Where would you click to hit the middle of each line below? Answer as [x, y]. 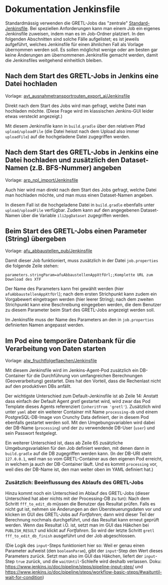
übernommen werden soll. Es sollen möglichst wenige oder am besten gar [81, 50]
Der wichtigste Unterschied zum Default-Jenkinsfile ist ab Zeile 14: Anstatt [82, 396]
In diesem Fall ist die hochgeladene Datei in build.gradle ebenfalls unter [80, 205]
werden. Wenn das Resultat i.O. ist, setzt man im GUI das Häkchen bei [77, 525]
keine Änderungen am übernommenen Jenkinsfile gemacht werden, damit [82, 55]
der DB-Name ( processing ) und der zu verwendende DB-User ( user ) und [80, 428]
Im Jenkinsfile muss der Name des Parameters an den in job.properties [79, 320]
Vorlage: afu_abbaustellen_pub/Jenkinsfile [49, 251]
